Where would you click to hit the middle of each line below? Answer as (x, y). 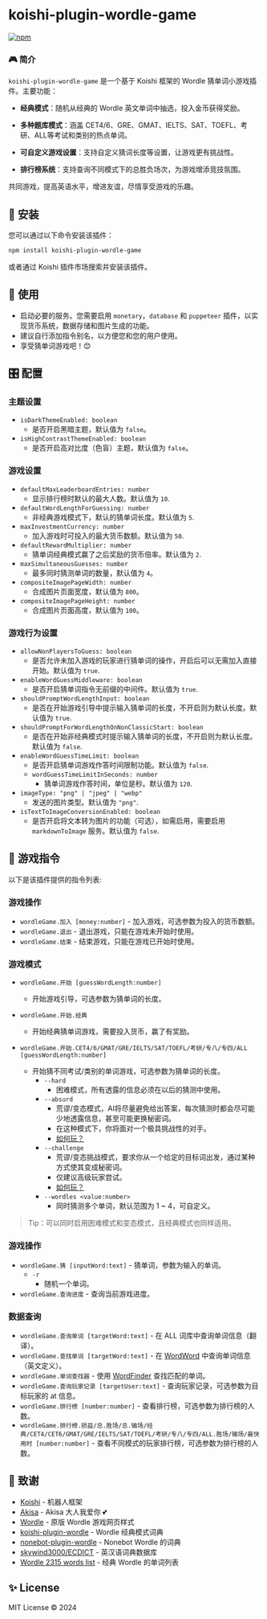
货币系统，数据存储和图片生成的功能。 (90, 325)
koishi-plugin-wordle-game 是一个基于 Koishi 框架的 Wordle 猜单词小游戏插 (133, 81)
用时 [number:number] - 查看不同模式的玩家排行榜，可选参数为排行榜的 (136, 1443)
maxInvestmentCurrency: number (72, 527)
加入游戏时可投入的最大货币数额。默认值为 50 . (108, 536)
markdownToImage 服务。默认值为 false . (95, 831)
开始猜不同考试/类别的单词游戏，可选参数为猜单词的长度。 (128, 1071)
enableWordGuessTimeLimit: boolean (79, 756)
